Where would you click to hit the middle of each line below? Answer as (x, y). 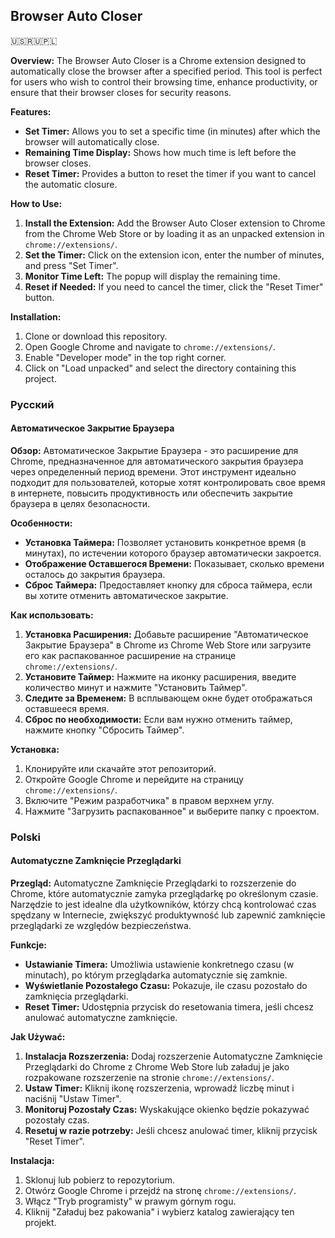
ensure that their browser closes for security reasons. (121, 92)
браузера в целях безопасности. (80, 503)
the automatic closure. (71, 184)
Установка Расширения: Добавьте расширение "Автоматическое (166, 634)
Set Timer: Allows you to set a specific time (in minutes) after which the (172, 131)
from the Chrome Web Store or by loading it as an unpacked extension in (174, 233)
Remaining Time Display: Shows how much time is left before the (160, 152)
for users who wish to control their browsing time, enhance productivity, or (164, 81)
